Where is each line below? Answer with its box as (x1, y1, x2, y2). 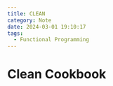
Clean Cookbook (7, 66, 107, 83)
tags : (7, 29, 23, 37)
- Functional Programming (13, 36, 90, 43)
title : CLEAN (7, 10, 46, 17)
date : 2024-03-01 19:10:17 (7, 23, 86, 30)
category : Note (7, 17, 52, 24)
